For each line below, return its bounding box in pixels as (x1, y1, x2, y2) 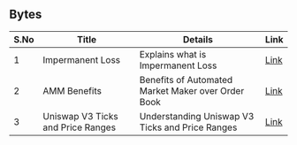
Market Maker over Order (139, 84, 245, 96)
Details (182, 33, 214, 45)
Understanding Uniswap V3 (139, 110, 255, 122)
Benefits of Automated (139, 73, 233, 86)
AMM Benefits (42, 84, 102, 96)
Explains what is (139, 48, 207, 60)
